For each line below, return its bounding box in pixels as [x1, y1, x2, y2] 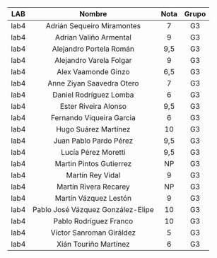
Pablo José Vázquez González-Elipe [33, 205, 154, 214]
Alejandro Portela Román [52, 44, 135, 54]
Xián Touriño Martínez [56, 240, 130, 249]
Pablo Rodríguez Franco [53, 216, 134, 225]
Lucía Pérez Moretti [61, 148, 126, 157]
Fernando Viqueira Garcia [50, 113, 136, 122]
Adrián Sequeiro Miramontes [45, 21, 141, 30]
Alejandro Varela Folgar [54, 56, 132, 65]
